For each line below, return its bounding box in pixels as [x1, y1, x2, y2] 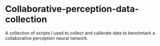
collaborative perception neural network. [5, 35, 88, 41]
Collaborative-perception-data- [5, 3, 139, 15]
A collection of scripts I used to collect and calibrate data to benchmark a [5, 30, 155, 36]
